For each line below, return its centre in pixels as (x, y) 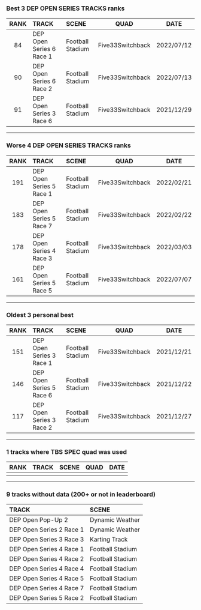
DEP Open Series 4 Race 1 (47, 549)
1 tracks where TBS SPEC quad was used (67, 451)
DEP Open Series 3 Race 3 (47, 540)
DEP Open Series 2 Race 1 (47, 530)
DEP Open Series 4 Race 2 (47, 559)
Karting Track (109, 540)
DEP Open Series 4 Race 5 (47, 579)
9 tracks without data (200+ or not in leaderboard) (81, 495)
